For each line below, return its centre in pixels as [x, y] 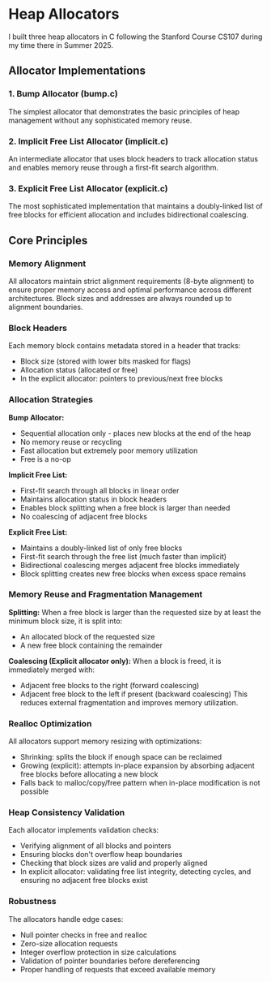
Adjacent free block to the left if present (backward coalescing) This [134, 694]
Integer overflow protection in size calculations [98, 952]
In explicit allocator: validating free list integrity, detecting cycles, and [135, 872]
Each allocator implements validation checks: [84, 830]
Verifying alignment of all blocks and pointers [95, 846]
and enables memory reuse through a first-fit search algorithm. [113, 167]
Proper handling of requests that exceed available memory [118, 969]
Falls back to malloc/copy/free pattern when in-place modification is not [140, 783]
